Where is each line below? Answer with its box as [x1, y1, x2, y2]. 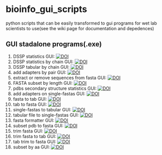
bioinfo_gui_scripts [6, 4, 87, 15]
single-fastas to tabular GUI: [13, 106, 72, 112]
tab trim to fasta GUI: [13, 138, 57, 144]
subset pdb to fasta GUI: [13, 122, 64, 128]
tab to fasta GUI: [13, 101, 47, 107]
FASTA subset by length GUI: [13, 80, 73, 86]
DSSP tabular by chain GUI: [13, 64, 70, 70]
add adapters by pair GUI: [13, 69, 67, 75]
